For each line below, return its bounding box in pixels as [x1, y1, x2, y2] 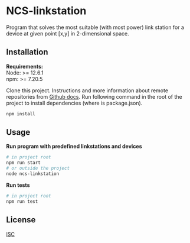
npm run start [6, 160, 41, 166]
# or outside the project [6, 166, 70, 171]
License [6, 215, 36, 225]
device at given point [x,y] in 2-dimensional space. [6, 30, 130, 37]
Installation [6, 47, 48, 57]
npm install [6, 111, 35, 116]
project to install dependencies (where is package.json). [6, 99, 143, 106]
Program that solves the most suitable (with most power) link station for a [6, 24, 185, 31]
